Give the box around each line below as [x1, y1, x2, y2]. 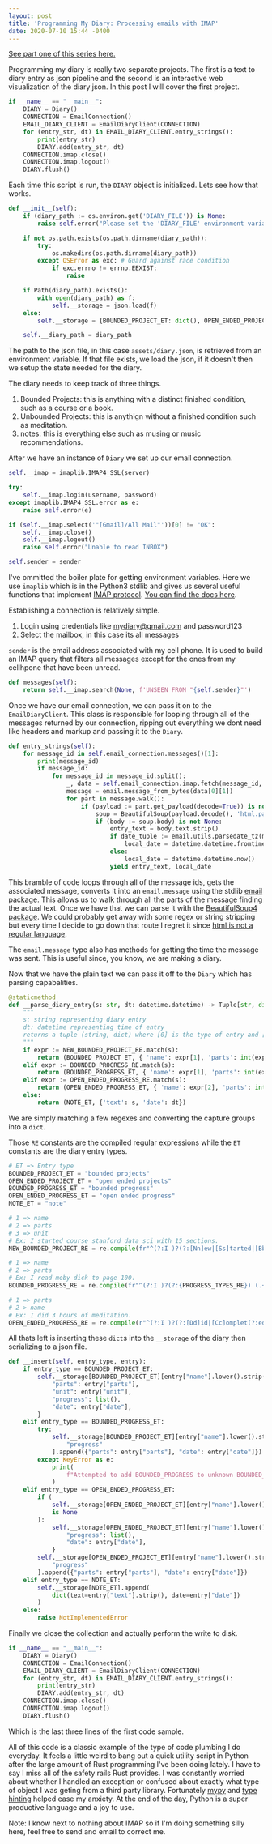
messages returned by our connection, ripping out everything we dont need [8, 718, 261, 728]
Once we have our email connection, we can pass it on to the [8, 700, 212, 710]
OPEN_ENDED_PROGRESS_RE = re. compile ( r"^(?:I [8, 1318, 164, 1327]
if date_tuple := [109, 832, 168, 841]
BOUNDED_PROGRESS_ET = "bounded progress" [8, 1185, 154, 1193]
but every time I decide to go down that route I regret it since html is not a [8, 920, 253, 930]
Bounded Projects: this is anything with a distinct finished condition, [19, 395, 247, 404]
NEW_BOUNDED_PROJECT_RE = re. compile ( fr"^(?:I [8, 1244, 168, 1253]
